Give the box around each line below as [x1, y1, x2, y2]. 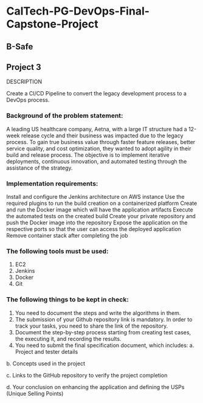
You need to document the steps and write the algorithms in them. [15, 309, 181, 317]
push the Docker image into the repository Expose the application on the [6, 219, 188, 226]
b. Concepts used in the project [6, 360, 85, 367]
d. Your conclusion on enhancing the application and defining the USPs [6, 383, 185, 390]
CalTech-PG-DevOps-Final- [6, 4, 150, 18]
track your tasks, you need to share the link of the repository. [15, 322, 168, 329]
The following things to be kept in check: [6, 295, 129, 304]
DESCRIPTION [6, 78, 43, 86]
